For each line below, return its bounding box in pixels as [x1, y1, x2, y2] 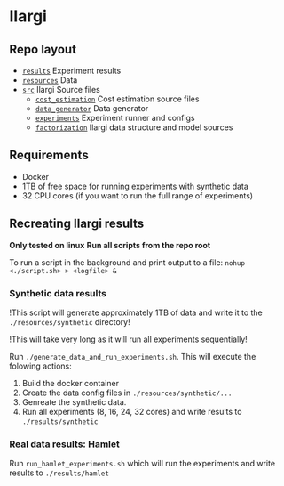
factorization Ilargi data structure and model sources [35, 122, 233, 133]
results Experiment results [21, 65, 122, 76]
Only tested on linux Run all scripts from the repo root [9, 239, 211, 250]
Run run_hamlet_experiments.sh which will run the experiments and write [9, 458, 276, 469]
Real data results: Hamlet [9, 438, 120, 450]
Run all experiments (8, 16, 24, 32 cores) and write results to [21, 406, 242, 417]
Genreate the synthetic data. [21, 396, 127, 407]
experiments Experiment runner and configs [35, 113, 195, 123]
